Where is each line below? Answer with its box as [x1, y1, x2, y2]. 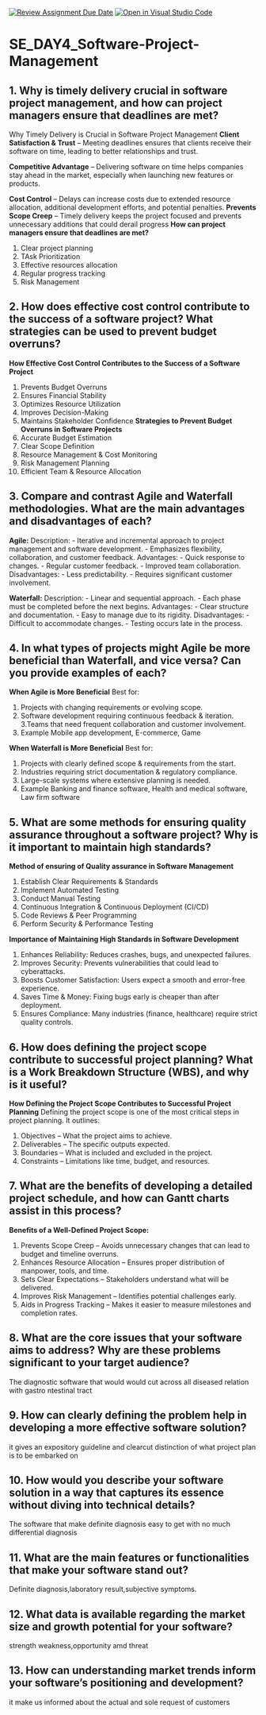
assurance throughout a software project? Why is [9, 828, 259, 841]
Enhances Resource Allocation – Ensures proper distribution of [20, 1257, 225, 1267]
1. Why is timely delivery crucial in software [9, 83, 228, 97]
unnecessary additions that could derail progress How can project [9, 219, 226, 229]
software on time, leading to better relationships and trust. [9, 147, 199, 156]
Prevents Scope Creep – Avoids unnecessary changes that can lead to [20, 1240, 250, 1250]
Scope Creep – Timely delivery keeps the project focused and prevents [9, 211, 242, 220]
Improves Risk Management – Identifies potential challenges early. [20, 1291, 237, 1300]
